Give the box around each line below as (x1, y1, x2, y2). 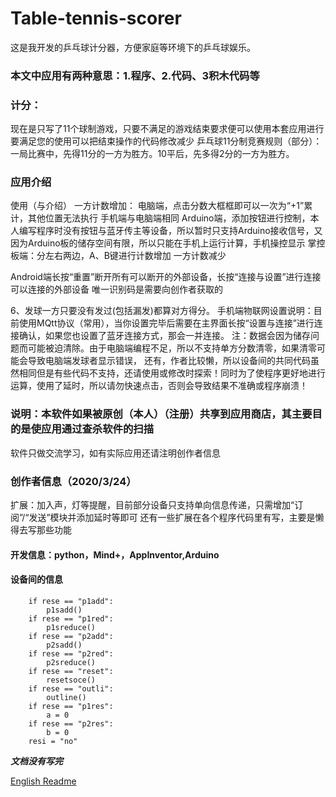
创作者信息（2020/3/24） (10, 474, 137, 488)
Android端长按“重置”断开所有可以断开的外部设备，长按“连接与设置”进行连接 (10, 271, 322, 283)
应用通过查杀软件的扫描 (41, 422, 155, 436)
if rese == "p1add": (28, 596, 114, 606)
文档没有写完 (10, 755, 63, 767)
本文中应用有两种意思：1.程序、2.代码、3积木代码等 (10, 68, 260, 82)
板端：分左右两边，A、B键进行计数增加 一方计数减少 (10, 250, 227, 262)
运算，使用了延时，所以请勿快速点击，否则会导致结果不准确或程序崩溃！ (10, 380, 308, 392)
